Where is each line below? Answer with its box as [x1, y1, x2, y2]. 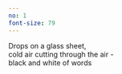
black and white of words [8, 57, 92, 68]
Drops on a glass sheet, [8, 41, 87, 50]
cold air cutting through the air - [8, 49, 114, 59]
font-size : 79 [8, 19, 56, 27]
